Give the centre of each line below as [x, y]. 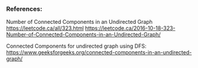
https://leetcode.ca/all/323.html [45, 28]
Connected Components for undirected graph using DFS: [76, 46]
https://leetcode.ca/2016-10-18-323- [130, 28]
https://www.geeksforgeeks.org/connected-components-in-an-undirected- [99, 52]
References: [24, 9]
